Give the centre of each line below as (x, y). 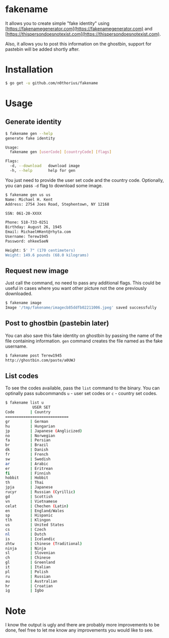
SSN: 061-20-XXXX (23, 213)
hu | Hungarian (30, 426)
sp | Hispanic (29, 516)
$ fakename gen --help (29, 133)
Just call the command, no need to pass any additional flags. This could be (83, 283)
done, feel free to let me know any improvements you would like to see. (79, 630)
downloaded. (19, 293)
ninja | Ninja (26, 548)
